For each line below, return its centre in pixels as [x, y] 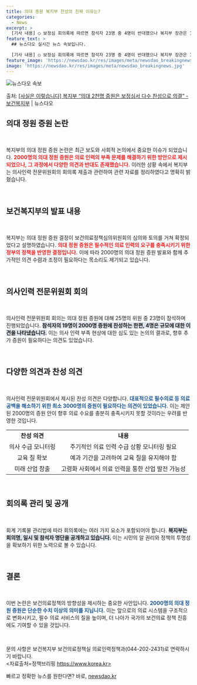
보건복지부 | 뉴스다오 [30, 103]
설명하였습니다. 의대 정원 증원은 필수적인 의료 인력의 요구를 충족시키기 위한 [106, 245]
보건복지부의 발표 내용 [43, 211]
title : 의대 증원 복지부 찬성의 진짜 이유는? [53, 11]
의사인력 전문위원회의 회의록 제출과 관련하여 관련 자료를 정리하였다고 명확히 [98, 172]
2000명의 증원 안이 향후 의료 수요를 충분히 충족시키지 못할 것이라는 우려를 [97, 413]
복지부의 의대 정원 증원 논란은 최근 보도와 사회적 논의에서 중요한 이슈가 [86, 150]
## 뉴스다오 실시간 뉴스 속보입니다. [49, 45]
